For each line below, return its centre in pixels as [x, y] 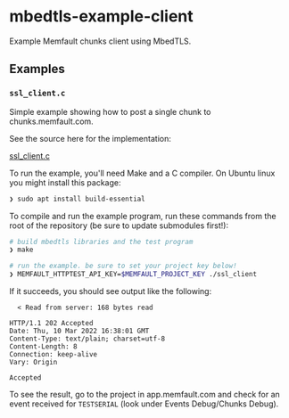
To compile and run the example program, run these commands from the [143, 216]
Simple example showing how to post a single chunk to [110, 111]
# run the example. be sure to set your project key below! [124, 266]
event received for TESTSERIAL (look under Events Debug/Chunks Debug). [144, 404]
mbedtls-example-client [101, 16]
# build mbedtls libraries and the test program [101, 242]
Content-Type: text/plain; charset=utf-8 [87, 339]
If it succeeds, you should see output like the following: [111, 291]
